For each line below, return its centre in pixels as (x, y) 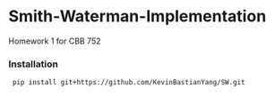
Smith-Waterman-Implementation (137, 16)
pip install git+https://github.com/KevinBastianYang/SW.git (129, 83)
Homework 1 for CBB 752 (55, 41)
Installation (34, 64)
